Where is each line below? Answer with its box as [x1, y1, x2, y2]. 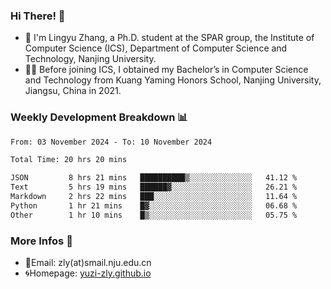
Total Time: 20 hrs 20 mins [10, 155, 128, 165]
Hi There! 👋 [10, 9, 66, 23]
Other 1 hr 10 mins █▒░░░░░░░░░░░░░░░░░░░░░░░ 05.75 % [10, 210, 298, 220]
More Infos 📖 [10, 234, 73, 248]
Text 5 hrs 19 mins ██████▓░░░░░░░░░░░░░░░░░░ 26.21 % [10, 182, 298, 193]
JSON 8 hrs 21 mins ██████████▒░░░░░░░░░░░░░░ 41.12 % [10, 173, 298, 183]
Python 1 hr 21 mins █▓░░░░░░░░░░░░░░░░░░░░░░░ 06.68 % [10, 200, 298, 211]
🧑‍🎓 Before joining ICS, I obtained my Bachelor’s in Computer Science [24, 64, 309, 76]
